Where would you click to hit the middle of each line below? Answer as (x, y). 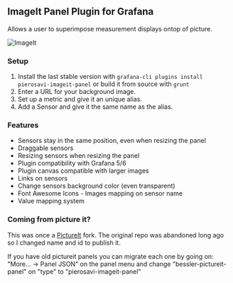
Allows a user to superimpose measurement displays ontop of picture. (110, 28)
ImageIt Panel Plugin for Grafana (81, 12)
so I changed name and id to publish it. (64, 242)
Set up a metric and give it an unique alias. (80, 100)
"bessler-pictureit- (199, 264)
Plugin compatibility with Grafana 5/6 (72, 164)
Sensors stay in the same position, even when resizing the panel (112, 141)
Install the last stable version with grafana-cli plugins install (110, 77)
